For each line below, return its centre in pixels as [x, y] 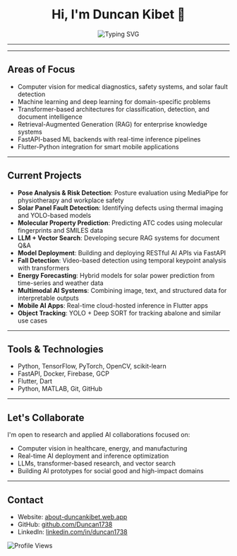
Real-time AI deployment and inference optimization [93, 456]
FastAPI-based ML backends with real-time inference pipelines [109, 139]
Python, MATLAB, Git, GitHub [60, 389]
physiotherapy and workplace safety [71, 200]
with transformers [43, 267]
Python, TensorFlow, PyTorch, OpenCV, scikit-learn [92, 366]
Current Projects [44, 176]
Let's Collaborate [46, 418]
